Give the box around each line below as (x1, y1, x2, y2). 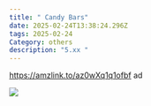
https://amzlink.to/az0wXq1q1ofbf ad (9, 70, 143, 80)
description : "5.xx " (9, 46, 89, 55)
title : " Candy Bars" (9, 12, 89, 22)
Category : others (9, 37, 73, 47)
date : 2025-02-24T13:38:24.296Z (9, 21, 128, 30)
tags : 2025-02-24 (9, 29, 73, 38)
